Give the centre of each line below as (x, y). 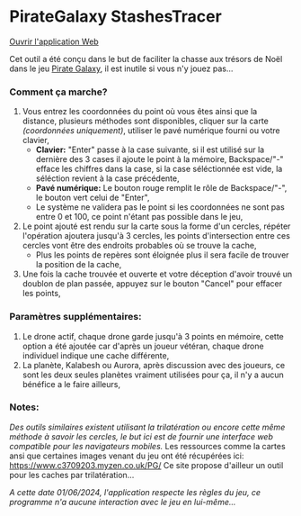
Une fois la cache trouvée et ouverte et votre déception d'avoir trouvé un (157, 274)
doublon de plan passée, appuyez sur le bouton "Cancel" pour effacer (152, 284)
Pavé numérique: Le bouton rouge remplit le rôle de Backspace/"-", (161, 188)
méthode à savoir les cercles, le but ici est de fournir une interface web (142, 436)
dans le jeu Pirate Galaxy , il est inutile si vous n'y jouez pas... (121, 68)
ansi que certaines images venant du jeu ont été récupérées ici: (127, 456)
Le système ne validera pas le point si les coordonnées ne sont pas (160, 207)
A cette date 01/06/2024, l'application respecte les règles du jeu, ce (135, 492)
